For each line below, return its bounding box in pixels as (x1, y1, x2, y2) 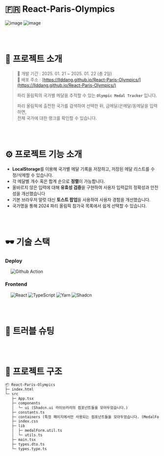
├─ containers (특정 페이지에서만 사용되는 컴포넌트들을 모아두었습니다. (11, 414, 140, 419)
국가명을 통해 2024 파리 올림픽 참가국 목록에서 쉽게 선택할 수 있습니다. (12, 203, 147, 209)
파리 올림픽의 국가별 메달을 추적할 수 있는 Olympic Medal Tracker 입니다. (17, 92, 158, 98)
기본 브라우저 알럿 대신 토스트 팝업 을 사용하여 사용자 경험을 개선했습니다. (12, 196, 151, 202)
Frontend (5, 281, 27, 288)
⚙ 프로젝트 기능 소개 (5, 149, 82, 160)
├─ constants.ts (11, 410, 45, 415)
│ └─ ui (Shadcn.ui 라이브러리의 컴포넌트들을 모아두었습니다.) (11, 405, 128, 410)
